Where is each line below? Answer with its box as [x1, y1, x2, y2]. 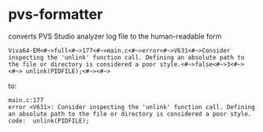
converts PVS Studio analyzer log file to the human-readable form [8, 31, 222, 41]
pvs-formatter [8, 5, 103, 24]
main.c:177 [8, 96, 44, 104]
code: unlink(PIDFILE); [8, 116, 90, 125]
